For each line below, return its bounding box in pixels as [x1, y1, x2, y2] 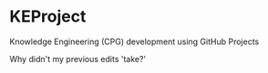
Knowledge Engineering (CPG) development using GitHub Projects [9, 36, 260, 47]
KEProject [9, 6, 87, 27]
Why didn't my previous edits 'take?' [9, 53, 147, 64]
